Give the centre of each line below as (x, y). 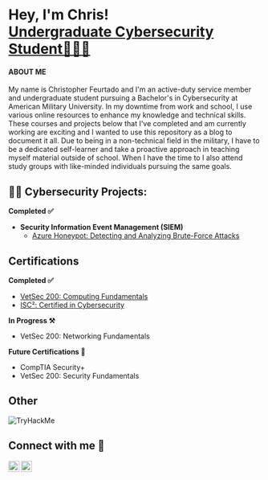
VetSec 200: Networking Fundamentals (85, 336)
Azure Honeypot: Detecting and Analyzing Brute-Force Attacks (136, 236)
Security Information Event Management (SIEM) (102, 228)
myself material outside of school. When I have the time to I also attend (126, 158)
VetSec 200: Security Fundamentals (79, 376)
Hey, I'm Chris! (59, 15)
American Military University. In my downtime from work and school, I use (130, 107)
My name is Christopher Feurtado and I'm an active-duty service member (130, 89)
